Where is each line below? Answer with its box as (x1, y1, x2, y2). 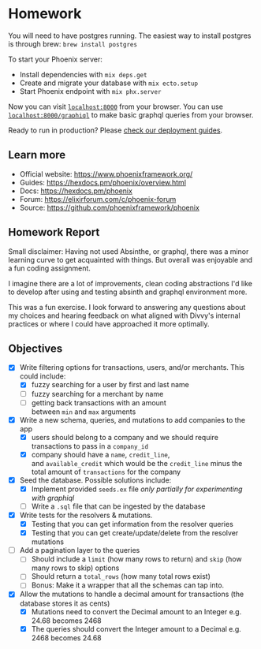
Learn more (8, 148, 66, 162)
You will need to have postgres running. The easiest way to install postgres (8, 31, 252, 40)
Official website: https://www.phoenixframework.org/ (19, 169, 193, 178)
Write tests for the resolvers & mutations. (19, 510, 153, 520)
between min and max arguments (31, 407, 136, 416)
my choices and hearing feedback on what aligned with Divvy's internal (8, 311, 240, 320)
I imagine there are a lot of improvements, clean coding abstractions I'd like (8, 278, 252, 288)
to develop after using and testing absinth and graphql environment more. (8, 287, 248, 297)
